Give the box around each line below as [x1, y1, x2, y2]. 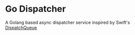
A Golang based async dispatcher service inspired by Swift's [5, 19, 131, 25]
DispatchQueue [5, 24, 37, 30]
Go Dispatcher [5, 3, 66, 15]
